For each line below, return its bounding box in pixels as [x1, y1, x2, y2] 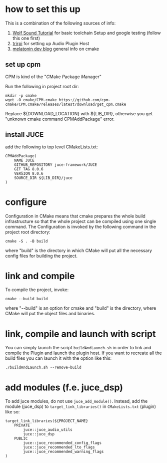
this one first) [12, 35, 40, 41]
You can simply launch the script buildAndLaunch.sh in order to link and [5, 345, 151, 351]
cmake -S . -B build [5, 239, 48, 244]
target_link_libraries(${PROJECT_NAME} [5, 418, 88, 424]
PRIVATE [14, 423, 30, 428]
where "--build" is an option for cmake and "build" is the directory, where [5, 305, 156, 311]
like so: [5, 409, 20, 415]
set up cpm [5, 60, 41, 69]
